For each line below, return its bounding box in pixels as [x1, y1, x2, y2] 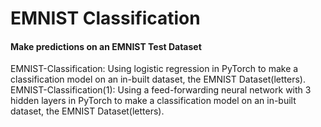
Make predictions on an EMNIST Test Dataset [10, 40, 202, 52]
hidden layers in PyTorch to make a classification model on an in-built [10, 95, 297, 107]
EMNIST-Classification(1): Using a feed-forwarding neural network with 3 [10, 84, 312, 96]
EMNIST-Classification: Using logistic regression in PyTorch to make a [10, 63, 299, 75]
